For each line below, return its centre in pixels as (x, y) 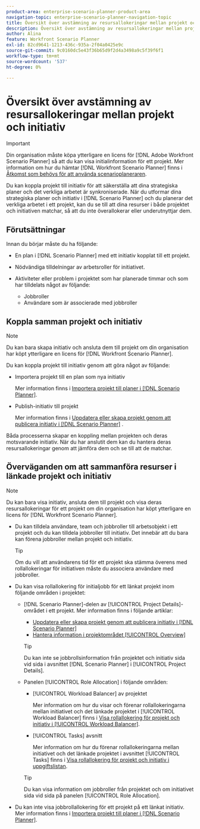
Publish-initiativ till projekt (46, 406)
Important (18, 144)
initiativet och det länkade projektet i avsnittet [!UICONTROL (106, 753)
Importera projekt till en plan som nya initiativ (70, 376)
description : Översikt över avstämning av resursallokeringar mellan (94, 28)
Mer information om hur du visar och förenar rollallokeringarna (109, 705)
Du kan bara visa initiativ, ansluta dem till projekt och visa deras (84, 502)
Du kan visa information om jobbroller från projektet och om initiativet (109, 789)
